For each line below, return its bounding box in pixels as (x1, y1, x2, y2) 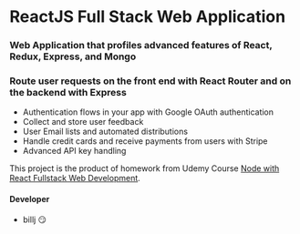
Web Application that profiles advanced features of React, (9, 39, 273, 52)
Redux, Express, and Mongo (9, 50, 137, 63)
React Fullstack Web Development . (9, 173, 141, 184)
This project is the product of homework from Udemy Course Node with (9, 163, 280, 174)
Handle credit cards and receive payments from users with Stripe (22, 136, 268, 147)
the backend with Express (9, 86, 128, 99)
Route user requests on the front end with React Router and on (9, 75, 292, 87)
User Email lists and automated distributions (22, 126, 189, 137)
